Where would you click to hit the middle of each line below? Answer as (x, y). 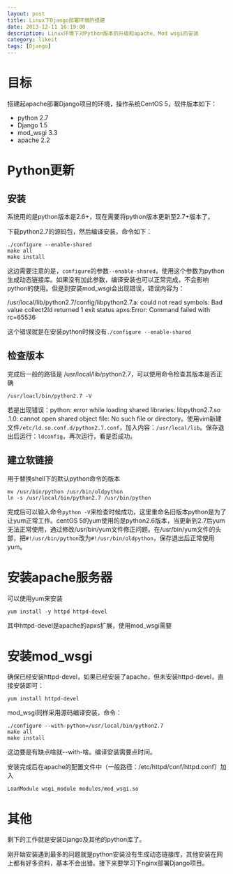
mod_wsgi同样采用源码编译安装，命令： (65, 713)
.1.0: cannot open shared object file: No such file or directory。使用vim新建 (114, 418)
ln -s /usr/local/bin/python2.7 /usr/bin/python (79, 498)
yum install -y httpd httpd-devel (58, 612)
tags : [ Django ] (29, 46)
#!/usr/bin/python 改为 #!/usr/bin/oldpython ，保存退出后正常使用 (120, 538)
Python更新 (41, 170)
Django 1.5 (32, 125)
